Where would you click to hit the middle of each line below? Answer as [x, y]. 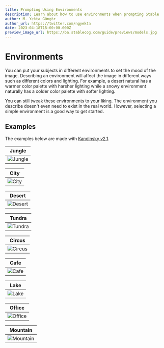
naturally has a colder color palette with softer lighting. [60, 91]
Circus [17, 240]
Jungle [18, 150]
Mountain [21, 330]
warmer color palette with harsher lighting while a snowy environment [76, 86]
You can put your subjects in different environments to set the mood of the [81, 70]
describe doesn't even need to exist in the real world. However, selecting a [81, 106]
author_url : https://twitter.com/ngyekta [48, 23]
